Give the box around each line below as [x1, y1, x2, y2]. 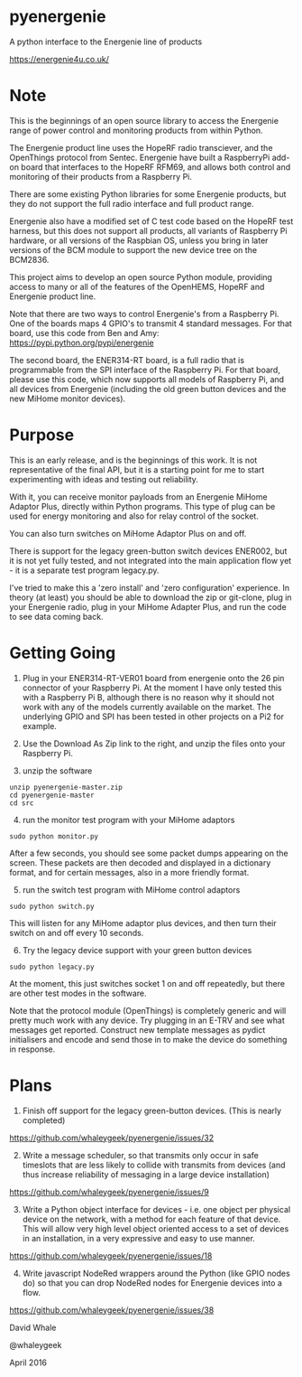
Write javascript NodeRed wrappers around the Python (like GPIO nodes [22, 1268, 290, 1279]
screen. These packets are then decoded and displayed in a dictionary [9, 857, 271, 868]
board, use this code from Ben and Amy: [9, 327, 160, 338]
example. [22, 720, 57, 731]
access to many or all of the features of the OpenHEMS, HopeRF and [9, 281, 265, 292]
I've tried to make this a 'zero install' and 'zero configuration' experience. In [9, 582, 290, 593]
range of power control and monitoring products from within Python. [9, 125, 263, 136]
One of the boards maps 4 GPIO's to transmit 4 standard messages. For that [9, 318, 293, 329]
